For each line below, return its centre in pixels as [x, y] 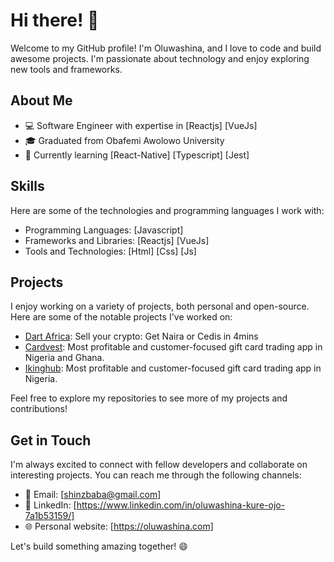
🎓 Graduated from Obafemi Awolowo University [124, 140]
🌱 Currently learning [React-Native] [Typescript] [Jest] [137, 155]
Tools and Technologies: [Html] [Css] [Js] [110, 251]
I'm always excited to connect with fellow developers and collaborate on [159, 465]
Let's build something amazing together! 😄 [99, 546]
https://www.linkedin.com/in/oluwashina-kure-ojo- [181, 505]
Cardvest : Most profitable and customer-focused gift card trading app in [173, 347]
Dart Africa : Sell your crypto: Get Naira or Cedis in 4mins [141, 336]
